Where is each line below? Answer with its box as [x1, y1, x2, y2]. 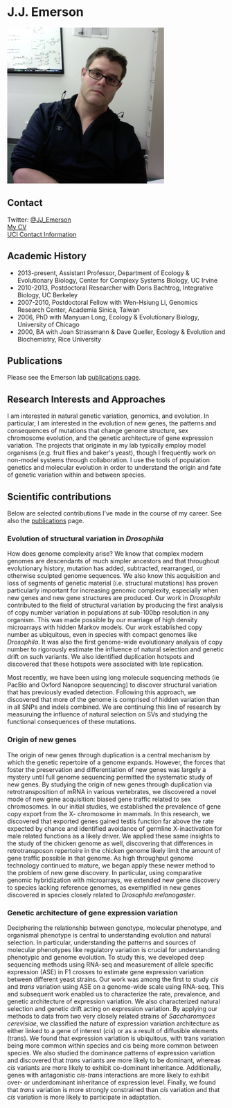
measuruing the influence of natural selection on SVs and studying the [7, 710, 208, 719]
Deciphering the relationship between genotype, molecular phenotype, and [7, 923, 222, 932]
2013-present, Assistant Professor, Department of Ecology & [17, 268, 190, 277]
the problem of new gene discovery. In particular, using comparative [7, 868, 202, 877]
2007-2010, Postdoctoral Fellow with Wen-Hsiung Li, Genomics [17, 298, 199, 306]
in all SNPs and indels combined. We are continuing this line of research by [7, 703, 222, 711]
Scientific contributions [7, 491, 112, 502]
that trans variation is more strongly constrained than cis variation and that [7, 1085, 220, 1093]
